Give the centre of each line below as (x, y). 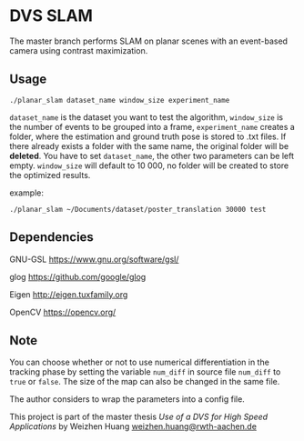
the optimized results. (50, 175)
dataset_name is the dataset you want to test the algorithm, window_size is (147, 117)
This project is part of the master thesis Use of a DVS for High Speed (139, 417)
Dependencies (51, 237)
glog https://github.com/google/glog (78, 276)
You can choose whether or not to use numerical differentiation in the (140, 362)
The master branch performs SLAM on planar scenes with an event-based (149, 41)
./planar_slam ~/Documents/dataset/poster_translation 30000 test (138, 209)
